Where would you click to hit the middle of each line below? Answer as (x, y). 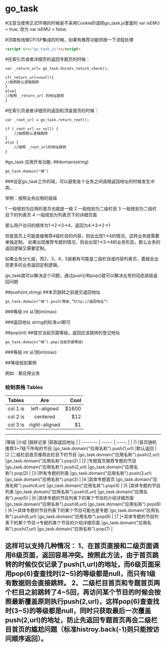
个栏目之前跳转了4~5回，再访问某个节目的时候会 (80, 592)
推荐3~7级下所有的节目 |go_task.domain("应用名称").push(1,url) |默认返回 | (81, 448)
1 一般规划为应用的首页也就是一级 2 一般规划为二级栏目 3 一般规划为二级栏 (81, 208)
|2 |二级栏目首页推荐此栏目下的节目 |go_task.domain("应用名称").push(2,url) (82, 454)
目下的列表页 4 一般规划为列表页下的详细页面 (51, 215)
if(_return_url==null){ (30, 77)
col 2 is (16, 416)
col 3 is (16, 425)
